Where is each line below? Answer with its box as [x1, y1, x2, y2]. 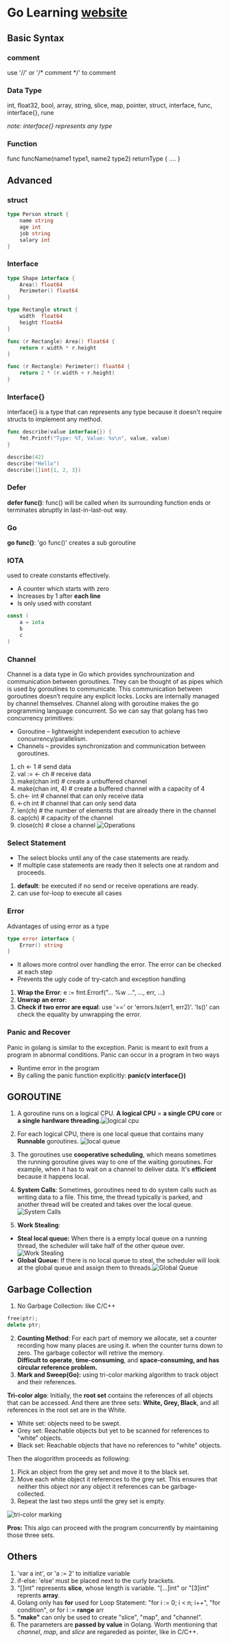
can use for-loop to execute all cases [16, 889, 122, 897]
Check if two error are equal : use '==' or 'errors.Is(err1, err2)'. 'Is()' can [16, 1003, 220, 1011]
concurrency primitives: [7, 714, 74, 722]
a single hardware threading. [16, 1117, 102, 1125]
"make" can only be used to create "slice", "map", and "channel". [16, 1613, 203, 1621]
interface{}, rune [7, 109, 54, 117]
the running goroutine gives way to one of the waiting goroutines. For [16, 1158, 214, 1166]
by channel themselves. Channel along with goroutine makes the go [7, 700, 199, 708]
